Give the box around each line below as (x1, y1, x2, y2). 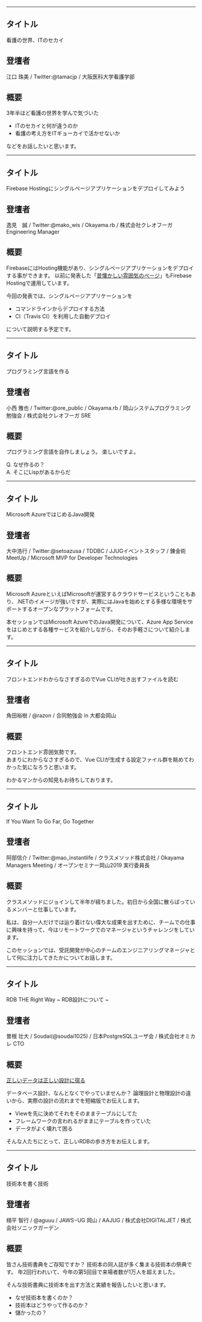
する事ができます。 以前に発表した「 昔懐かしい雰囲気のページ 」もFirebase (6, 272, 192, 279)
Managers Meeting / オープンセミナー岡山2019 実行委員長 (6, 861, 150, 869)
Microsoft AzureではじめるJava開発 (6, 511, 95, 518)
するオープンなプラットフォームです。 (22, 605, 116, 613)
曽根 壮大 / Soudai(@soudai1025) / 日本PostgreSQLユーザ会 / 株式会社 (6, 1033, 180, 1040)
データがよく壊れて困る (14, 1125, 73, 1132)
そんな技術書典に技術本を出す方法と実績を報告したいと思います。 (6, 1281, 170, 1288)
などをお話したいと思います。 (6, 142, 80, 150)
